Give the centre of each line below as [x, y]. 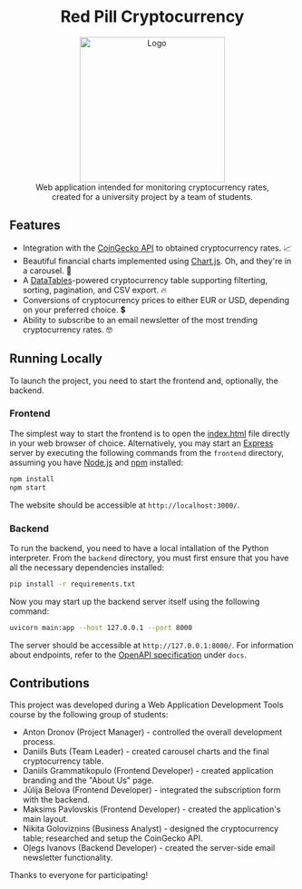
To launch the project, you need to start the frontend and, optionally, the [144, 380]
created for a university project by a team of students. [152, 196]
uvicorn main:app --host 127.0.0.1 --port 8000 [101, 627]
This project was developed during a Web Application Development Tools [146, 705]
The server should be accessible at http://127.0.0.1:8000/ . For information [151, 645]
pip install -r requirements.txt [73, 584]
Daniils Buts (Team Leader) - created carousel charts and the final [146, 752]
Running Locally [56, 359]
